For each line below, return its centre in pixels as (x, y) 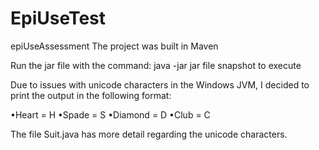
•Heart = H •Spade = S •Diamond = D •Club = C (110, 114)
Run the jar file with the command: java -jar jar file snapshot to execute (156, 65)
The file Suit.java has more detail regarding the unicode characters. (149, 134)
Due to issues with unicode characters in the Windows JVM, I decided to (160, 84)
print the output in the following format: (91, 95)
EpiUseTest (58, 18)
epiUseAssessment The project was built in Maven (114, 46)
